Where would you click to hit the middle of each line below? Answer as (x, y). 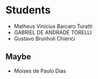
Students (28, 10)
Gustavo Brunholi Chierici (44, 38)
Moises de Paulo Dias (40, 71)
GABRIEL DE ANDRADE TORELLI (53, 32)
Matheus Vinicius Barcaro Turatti (53, 26)
